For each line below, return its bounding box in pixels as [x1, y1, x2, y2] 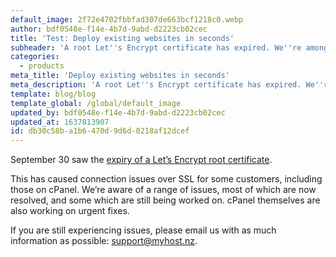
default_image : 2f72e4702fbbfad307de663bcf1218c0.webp [10, 14, 244, 25]
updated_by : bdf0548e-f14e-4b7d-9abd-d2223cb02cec [10, 107, 226, 118]
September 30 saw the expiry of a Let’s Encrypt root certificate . [10, 154, 273, 166]
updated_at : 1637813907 [10, 117, 110, 127]
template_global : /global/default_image [10, 98, 182, 108]
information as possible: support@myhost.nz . [10, 235, 198, 247]
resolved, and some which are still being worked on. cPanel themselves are [10, 194, 321, 206]
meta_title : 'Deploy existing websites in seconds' [10, 71, 230, 81]
